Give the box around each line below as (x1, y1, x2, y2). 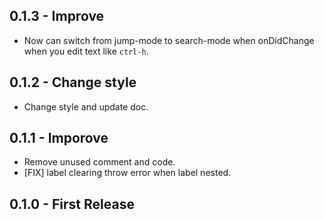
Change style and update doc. (23, 100, 149, 113)
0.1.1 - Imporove (9, 130, 109, 147)
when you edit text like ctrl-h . (23, 45, 149, 57)
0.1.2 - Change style (9, 74, 137, 91)
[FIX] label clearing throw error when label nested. (23, 167, 232, 179)
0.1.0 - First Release (9, 195, 135, 213)
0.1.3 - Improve (9, 8, 105, 25)
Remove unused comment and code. (23, 156, 176, 168)
